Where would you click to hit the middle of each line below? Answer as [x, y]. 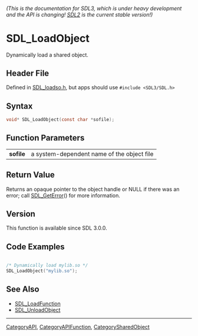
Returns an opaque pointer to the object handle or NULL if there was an [93, 189]
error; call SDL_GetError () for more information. [63, 195]
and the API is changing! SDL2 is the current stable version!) [80, 14]
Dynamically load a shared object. [47, 55]
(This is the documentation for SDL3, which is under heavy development [94, 8]
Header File [28, 73]
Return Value [30, 175]
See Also [23, 289]
